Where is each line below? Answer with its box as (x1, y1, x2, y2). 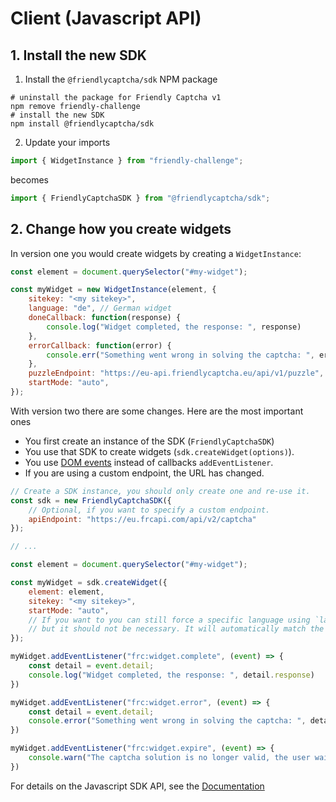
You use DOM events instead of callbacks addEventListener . (24, 456, 274, 468)
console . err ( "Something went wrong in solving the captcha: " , (46, 350, 315, 360)
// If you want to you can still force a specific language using (28, 615, 311, 625)
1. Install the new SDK (10, 47, 147, 64)
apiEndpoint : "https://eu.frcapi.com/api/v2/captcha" (28, 514, 257, 524)
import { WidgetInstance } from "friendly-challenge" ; (10, 156, 244, 166)
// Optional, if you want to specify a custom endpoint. (28, 505, 271, 515)
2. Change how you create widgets (10, 221, 232, 238)
